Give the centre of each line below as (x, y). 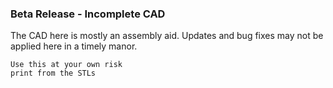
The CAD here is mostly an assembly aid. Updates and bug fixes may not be (167, 36)
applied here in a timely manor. (74, 46)
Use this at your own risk (66, 65)
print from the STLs (53, 73)
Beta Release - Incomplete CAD (88, 14)
